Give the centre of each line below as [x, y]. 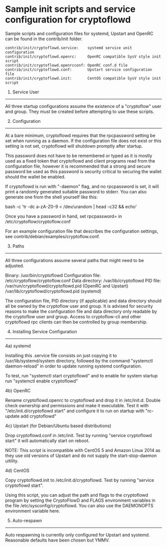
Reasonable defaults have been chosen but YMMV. [57, 540]
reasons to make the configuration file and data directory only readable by [81, 311]
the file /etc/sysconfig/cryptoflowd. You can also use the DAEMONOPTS [79, 505]
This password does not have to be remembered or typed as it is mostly [79, 156]
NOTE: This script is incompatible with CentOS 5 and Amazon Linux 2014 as [83, 450]
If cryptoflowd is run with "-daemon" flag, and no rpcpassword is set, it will [82, 186]
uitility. [12, 460]
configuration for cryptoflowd [68, 20]
